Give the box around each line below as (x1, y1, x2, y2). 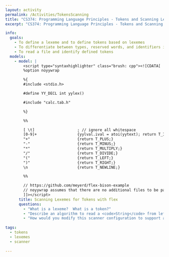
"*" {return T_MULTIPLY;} (23, 146, 123, 151)
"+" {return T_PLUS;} (23, 137, 114, 142)
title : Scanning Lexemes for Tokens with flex (18, 197, 118, 202)
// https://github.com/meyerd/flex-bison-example (23, 183, 129, 188)
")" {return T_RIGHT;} (23, 160, 116, 165)
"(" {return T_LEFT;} (23, 155, 114, 160)
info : (5, 31, 17, 36)
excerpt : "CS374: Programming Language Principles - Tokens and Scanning (5, 21, 163, 27)
